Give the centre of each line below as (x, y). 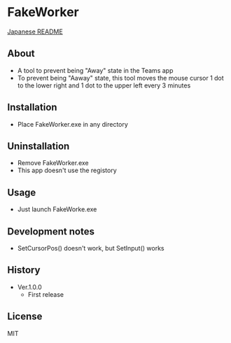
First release (46, 294)
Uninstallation (38, 146)
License (25, 317)
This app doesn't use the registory (67, 170)
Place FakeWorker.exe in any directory (72, 124)
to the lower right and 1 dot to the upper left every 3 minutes (104, 85)
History (24, 270)
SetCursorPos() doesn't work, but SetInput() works (91, 248)
